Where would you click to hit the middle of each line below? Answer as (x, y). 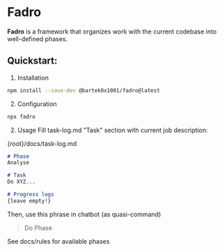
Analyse (18, 163)
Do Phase (38, 228)
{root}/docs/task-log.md (42, 143)
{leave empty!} (29, 201)
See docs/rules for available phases (58, 241)
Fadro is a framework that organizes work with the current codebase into (112, 31)
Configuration (37, 104)
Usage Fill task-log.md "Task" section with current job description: (112, 130)
